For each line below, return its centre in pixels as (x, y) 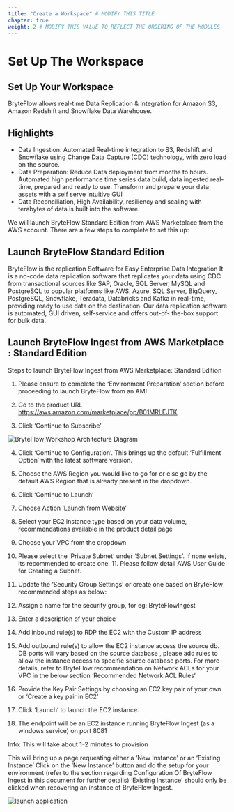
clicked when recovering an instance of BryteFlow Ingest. (91, 787)
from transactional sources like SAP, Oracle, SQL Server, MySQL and (107, 284)
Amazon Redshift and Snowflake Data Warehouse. (80, 111)
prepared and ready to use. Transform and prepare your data (122, 187)
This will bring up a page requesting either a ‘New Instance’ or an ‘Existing (114, 758)
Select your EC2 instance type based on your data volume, (102, 521)
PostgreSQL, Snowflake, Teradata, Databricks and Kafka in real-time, (107, 298)
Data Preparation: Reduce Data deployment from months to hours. (113, 172)
